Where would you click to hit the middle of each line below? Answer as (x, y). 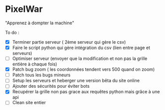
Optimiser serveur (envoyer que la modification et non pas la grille (80, 58)
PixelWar (24, 9)
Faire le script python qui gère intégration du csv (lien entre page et (81, 48)
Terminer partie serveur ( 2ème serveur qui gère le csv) (69, 42)
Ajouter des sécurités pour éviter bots (51, 86)
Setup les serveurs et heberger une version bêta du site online (76, 81)
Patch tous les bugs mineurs (41, 75)
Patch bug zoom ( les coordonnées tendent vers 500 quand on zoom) (83, 69)
